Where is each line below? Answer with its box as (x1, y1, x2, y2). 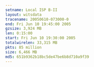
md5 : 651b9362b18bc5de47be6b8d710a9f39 (5, 54, 89, 59)
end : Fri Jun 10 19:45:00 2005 (5, 21, 71, 27)
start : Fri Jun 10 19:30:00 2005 (5, 36, 76, 41)
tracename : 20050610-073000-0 (5, 17, 69, 22)
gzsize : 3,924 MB (5, 26, 42, 31)
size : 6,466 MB (5, 49, 37, 54)
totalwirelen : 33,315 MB (5, 40, 58, 45)
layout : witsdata (5, 12, 42, 17)
